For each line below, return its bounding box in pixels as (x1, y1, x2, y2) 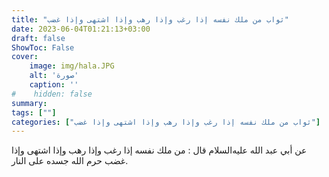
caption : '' (29, 80, 79, 90)
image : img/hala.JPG (29, 61, 115, 71)
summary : (11, 98, 48, 108)
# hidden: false (11, 89, 93, 99)
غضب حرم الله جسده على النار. (11, 155, 129, 167)
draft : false (11, 33, 66, 43)
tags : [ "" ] (11, 107, 57, 118)
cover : (11, 52, 39, 62)
